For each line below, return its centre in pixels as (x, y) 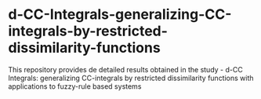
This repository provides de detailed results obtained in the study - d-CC (125, 69)
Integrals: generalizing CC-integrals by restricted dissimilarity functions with (131, 78)
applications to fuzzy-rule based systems (75, 86)
